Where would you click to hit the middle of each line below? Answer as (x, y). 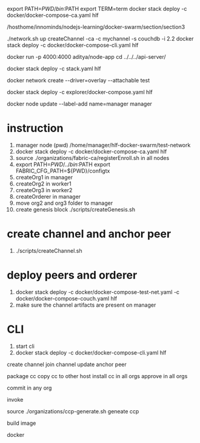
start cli (25, 346)
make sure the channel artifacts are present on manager (86, 305)
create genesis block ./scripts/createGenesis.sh (75, 209)
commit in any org (29, 388)
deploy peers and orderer (72, 275)
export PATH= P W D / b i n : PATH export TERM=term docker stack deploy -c (97, 9)
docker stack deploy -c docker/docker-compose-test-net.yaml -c (98, 292)
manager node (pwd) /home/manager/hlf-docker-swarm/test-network (103, 145)
